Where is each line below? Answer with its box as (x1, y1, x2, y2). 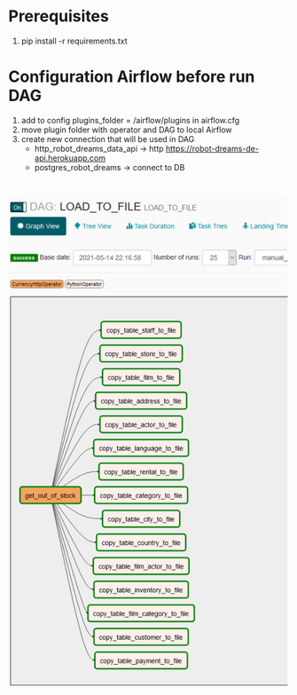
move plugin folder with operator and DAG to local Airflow (20, 124, 232, 135)
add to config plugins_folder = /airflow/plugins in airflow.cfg (20, 115, 240, 125)
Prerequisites (8, 6, 110, 27)
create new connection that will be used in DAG (20, 133, 195, 144)
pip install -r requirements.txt (20, 36, 128, 46)
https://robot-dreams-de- (165, 143, 259, 154)
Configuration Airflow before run (8, 67, 255, 87)
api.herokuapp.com (34, 153, 106, 163)
